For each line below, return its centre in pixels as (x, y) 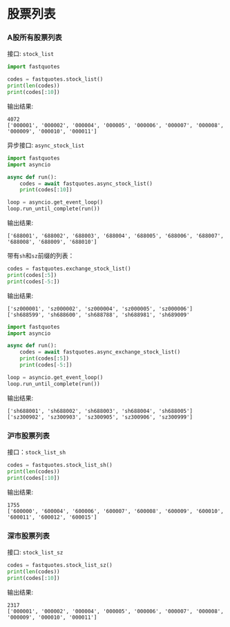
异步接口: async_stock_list (46, 145)
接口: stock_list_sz (35, 552)
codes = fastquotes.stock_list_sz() (60, 565)
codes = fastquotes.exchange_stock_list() (69, 269)
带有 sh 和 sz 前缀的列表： (41, 255)
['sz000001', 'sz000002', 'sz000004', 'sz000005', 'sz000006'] (100, 309)
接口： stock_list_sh (37, 452)
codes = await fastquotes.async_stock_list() (86, 184)
